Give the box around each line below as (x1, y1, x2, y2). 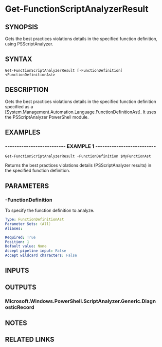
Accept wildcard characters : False (5, 253, 77, 258)
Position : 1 (5, 239, 29, 245)
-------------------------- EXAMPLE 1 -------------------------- (5, 143, 156, 149)
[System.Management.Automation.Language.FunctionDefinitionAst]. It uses (5, 109, 157, 115)
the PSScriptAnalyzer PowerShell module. (5, 114, 89, 120)
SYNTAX (5, 55, 33, 63)
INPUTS (5, 266, 29, 275)
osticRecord (5, 304, 35, 310)
